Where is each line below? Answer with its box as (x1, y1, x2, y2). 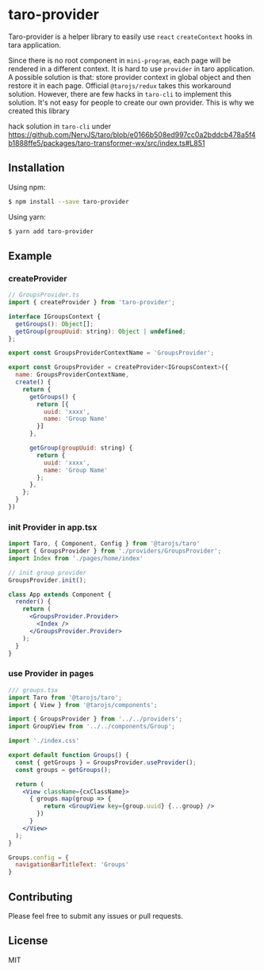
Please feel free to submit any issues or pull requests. (8, 911, 184, 920)
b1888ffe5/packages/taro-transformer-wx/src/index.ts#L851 (8, 138, 205, 147)
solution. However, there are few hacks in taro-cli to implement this (8, 89, 232, 98)
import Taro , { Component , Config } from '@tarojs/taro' (8, 540, 201, 548)
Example (8, 249, 52, 262)
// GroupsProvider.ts (8, 291, 80, 299)
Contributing (8, 890, 73, 904)
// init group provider (8, 568, 87, 576)
